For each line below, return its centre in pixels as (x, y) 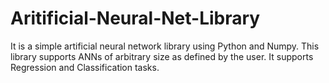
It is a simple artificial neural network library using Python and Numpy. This (165, 46)
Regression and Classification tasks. (85, 67)
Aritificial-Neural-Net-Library (135, 18)
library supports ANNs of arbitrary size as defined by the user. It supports (162, 56)
